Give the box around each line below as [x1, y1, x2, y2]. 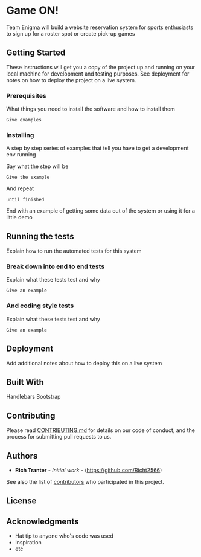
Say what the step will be [6, 163, 69, 170]
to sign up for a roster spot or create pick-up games [6, 30, 135, 37]
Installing [6, 130, 34, 139]
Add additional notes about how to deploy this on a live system [6, 359, 162, 367]
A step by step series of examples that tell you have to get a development [6, 144, 189, 152]
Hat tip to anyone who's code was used [14, 532, 113, 539]
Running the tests [6, 231, 74, 242]
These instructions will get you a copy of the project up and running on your [6, 63, 195, 71]
